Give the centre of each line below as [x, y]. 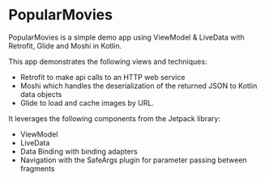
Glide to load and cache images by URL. [87, 103]
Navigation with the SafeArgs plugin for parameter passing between [133, 160]
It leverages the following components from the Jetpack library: [115, 118]
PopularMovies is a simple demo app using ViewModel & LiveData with [126, 37]
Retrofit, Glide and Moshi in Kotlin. [65, 45]
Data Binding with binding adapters [79, 151]
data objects [41, 94]
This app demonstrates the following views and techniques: [108, 61]
